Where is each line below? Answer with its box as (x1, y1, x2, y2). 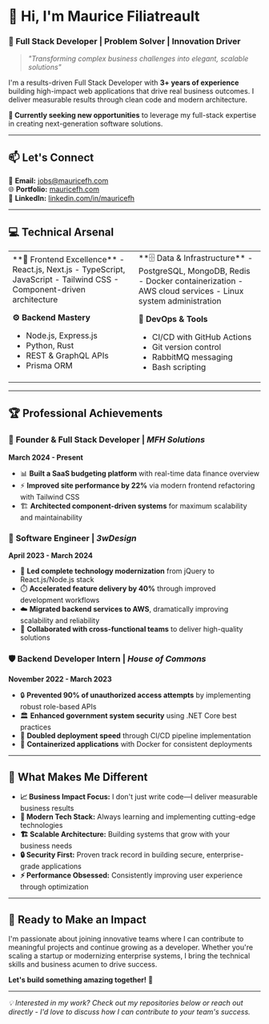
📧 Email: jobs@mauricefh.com (8, 176, 109, 186)
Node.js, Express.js (26, 330, 98, 341)
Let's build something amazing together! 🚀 (8, 975, 154, 985)
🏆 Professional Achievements (8, 406, 163, 420)
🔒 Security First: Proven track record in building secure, (19, 850, 206, 860)
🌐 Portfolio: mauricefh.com (8, 184, 100, 195)
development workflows (19, 596, 100, 605)
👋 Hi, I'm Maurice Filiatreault (8, 7, 200, 26)
